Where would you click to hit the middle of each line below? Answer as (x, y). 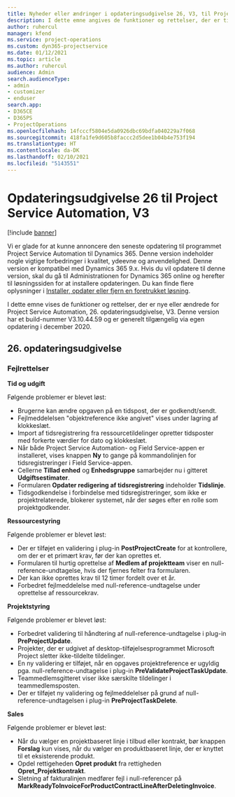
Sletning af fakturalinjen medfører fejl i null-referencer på (99, 779)
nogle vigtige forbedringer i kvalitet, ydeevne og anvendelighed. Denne (110, 261)
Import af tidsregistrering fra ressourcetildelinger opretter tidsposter (115, 433)
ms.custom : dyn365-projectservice (58, 46)
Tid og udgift (26, 384)
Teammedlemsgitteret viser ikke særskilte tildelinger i (94, 678)
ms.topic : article (34, 60)
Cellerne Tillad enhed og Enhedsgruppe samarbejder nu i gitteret (112, 471)
